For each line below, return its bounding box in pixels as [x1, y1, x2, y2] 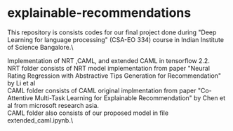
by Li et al [7, 78, 36, 87]
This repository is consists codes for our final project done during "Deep [7, 28, 217, 36]
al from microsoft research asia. [7, 101, 100, 109]
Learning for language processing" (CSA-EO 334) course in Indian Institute [7, 35, 225, 43]
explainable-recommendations [7, 5, 192, 21]
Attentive [7, 93, 34, 102]
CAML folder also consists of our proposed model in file [7, 109, 169, 117]
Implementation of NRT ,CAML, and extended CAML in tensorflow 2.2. [7, 56, 211, 64]
